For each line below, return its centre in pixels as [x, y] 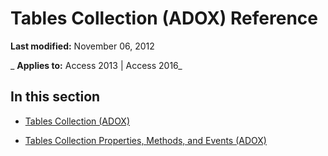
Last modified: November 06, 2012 [82, 46]
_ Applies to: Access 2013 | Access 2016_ [96, 65]
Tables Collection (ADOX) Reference [164, 18]
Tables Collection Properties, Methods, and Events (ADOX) [145, 140]
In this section [55, 97]
